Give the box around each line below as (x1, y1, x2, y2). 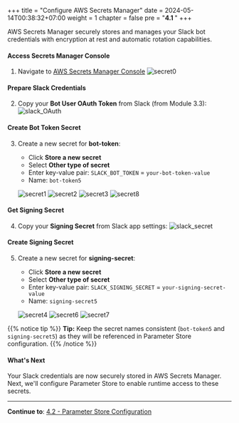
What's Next (7, 356, 46, 365)
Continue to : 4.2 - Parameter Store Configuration (7, 407, 152, 416)
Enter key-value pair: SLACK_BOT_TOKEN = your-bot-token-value (28, 168, 211, 177)
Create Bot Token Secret (7, 123, 81, 131)
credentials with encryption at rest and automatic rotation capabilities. (7, 35, 212, 44)
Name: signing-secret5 (28, 297, 97, 305)
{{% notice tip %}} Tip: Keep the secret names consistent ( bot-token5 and (7, 325, 225, 333)
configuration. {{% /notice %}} (7, 340, 97, 348)
